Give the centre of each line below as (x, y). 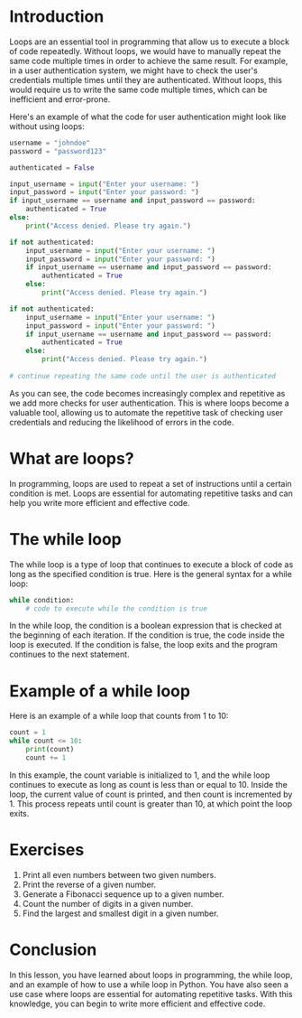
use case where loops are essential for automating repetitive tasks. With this (151, 994)
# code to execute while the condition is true (116, 608)
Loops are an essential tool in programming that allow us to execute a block (150, 42)
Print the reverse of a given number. (89, 884)
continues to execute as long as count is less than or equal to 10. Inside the (149, 784)
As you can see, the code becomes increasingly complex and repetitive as (147, 393)
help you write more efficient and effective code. (100, 502)
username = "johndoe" (50, 143)
